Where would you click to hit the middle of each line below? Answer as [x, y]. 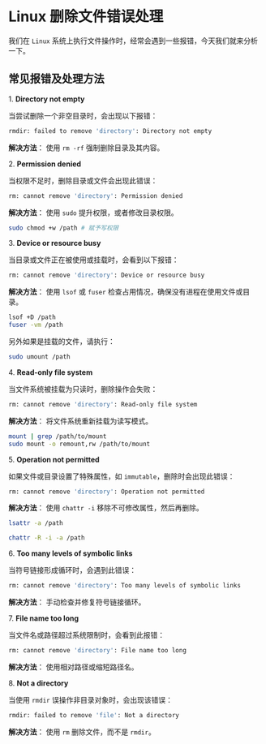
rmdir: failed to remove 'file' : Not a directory [94, 715]
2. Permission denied [45, 164]
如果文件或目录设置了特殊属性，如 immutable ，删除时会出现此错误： [122, 476]
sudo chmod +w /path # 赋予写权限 [64, 228]
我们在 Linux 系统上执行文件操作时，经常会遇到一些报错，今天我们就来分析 [133, 41]
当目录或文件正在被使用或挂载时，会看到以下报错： [94, 260]
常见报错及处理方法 [56, 79]
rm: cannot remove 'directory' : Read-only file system [103, 404]
